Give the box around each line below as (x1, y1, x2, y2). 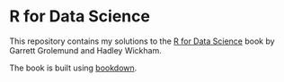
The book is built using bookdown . (9, 62, 138, 73)
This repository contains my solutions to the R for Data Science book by (9, 36, 276, 46)
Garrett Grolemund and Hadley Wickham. (9, 45, 162, 55)
